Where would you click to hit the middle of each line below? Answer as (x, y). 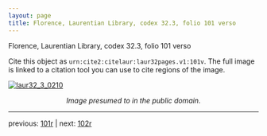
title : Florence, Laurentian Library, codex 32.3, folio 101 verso (122, 23)
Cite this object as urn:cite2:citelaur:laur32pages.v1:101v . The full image (132, 61)
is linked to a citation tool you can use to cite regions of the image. (117, 69)
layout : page (30, 16)
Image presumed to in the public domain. (133, 100)
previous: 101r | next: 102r (50, 123)
